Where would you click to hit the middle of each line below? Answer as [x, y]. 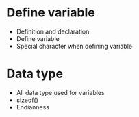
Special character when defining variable [74, 46]
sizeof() [27, 100]
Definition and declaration [53, 31]
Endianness [33, 107]
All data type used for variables [60, 92]
